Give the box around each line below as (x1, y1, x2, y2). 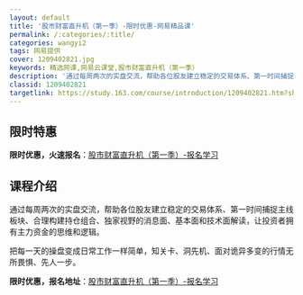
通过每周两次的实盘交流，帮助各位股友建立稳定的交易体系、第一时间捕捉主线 (9, 204, 294, 215)
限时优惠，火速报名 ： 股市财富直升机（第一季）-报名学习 (9, 149, 219, 160)
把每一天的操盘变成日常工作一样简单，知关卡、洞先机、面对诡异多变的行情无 (9, 246, 294, 256)
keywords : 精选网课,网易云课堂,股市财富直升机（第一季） (9, 64, 199, 73)
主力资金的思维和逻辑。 (16, 227, 105, 237)
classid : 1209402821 (9, 80, 87, 89)
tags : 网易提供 (9, 47, 61, 56)
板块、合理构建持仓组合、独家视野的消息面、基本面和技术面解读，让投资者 (9, 215, 286, 226)
